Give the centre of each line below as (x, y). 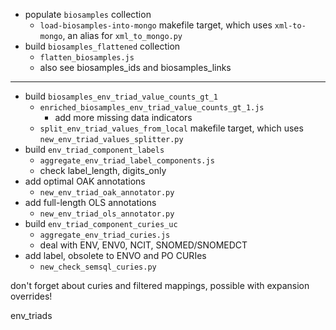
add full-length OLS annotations (90, 202)
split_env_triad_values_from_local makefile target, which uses (171, 128)
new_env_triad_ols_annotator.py (107, 214)
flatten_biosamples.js (87, 58)
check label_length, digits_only (103, 170)
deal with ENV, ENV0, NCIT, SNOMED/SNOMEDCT (143, 245)
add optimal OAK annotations (85, 181)
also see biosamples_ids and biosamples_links (135, 67)
